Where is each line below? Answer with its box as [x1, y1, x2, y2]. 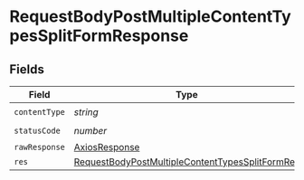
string [73, 106, 100, 118]
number [73, 124, 108, 137]
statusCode [14, 125, 61, 136]
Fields [9, 62, 45, 77]
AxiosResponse [73, 141, 140, 153]
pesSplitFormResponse [9, 25, 189, 46]
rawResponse [14, 142, 66, 152]
